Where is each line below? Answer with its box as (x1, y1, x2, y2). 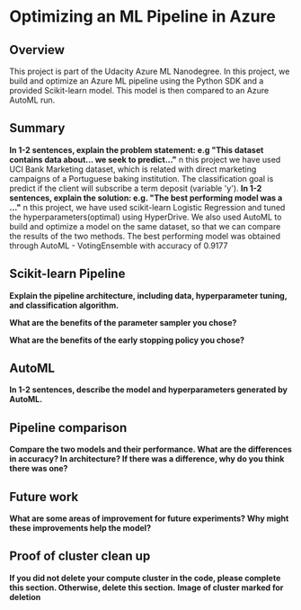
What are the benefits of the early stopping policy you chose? (9, 335, 245, 345)
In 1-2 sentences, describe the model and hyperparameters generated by (9, 384, 288, 395)
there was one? (9, 463, 68, 474)
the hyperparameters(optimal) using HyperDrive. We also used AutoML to (9, 211, 282, 222)
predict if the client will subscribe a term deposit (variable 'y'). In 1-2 (9, 183, 262, 193)
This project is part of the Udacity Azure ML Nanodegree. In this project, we (9, 66, 290, 76)
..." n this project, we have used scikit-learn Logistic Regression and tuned (9, 202, 286, 212)
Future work (9, 489, 79, 505)
